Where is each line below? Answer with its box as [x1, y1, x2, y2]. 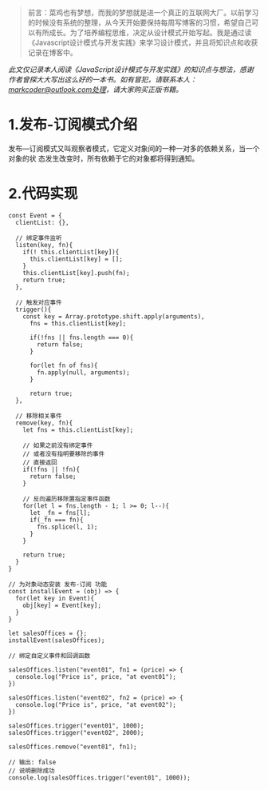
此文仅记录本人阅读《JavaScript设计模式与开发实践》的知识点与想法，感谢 [8, 65, 254, 74]
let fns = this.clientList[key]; [22, 425, 134, 434]
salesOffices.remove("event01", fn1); [8, 743, 137, 751]
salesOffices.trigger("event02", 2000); [8, 728, 145, 736]
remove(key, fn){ [15, 419, 73, 427]
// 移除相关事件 [15, 412, 62, 420]
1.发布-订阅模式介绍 [8, 116, 138, 134]
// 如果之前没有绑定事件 [22, 441, 93, 449]
